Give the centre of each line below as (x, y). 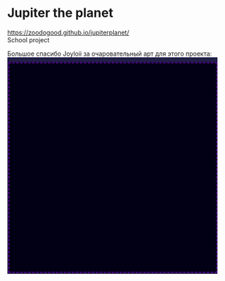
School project (28, 39)
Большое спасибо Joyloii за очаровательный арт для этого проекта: (110, 54)
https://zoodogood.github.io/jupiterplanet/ (68, 32)
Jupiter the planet (60, 13)
